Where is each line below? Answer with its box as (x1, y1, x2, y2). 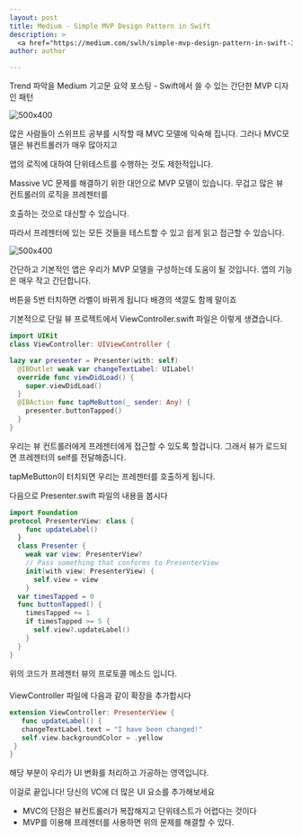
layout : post (9, 13, 58, 23)
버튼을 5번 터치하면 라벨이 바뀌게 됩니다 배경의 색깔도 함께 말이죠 (9, 295, 237, 305)
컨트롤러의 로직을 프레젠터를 (9, 189, 109, 200)
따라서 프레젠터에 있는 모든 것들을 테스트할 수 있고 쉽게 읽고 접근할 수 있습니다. (9, 227, 285, 239)
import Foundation (9, 508, 78, 517)
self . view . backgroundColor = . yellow (21, 733, 164, 742)
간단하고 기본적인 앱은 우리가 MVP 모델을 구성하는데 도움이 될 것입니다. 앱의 (9, 264, 276, 275)
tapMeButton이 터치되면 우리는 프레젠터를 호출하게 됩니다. (9, 470, 216, 482)
